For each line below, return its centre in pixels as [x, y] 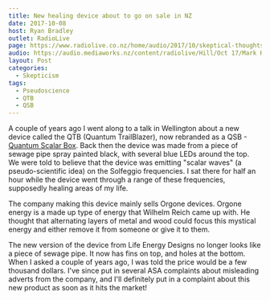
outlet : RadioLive [39, 38]
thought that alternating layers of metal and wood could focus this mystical [132, 221]
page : [17, 46]
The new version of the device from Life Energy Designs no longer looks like [135, 245]
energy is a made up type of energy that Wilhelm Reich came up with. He [129, 212]
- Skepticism [37, 76]
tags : [17, 83]
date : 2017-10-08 [37, 23]
